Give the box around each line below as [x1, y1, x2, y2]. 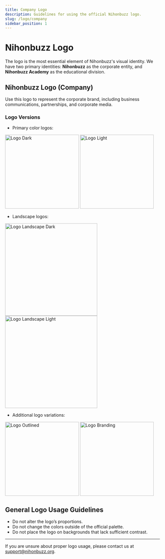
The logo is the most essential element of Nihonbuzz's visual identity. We [5, 59, 153, 65]
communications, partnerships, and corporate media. [5, 101, 113, 107]
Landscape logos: [12, 214, 49, 220]
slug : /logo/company [5, 16, 48, 21]
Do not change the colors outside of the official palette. [12, 524, 124, 530]
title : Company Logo [5, 7, 48, 12]
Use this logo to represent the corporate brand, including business [5, 97, 140, 102]
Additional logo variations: [12, 412, 65, 418]
